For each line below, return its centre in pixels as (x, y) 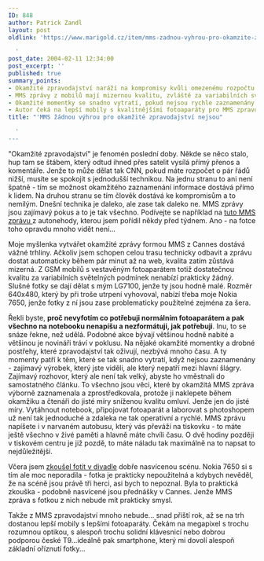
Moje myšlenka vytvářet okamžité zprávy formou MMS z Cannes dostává (126, 244)
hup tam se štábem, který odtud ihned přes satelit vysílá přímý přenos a (124, 162)
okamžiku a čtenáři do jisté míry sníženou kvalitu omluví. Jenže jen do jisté (129, 401)
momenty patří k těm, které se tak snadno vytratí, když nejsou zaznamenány (132, 359)
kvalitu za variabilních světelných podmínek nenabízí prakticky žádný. (121, 277)
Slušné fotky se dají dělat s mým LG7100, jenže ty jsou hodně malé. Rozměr (130, 286)
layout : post (29, 30)
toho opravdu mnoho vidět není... (62, 229)
